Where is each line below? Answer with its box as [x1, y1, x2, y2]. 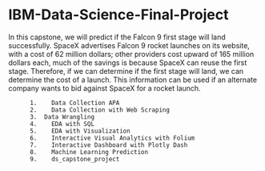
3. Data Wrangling [29, 112, 94, 121]
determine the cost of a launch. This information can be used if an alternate [8, 75, 258, 84]
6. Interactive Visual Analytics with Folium [29, 134, 195, 142]
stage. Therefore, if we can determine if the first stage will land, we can [8, 66, 244, 75]
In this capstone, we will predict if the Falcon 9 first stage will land [8, 32, 226, 42]
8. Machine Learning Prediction [29, 148, 149, 156]
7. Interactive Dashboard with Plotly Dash [29, 140, 188, 149]
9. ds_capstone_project [29, 155, 120, 163]
